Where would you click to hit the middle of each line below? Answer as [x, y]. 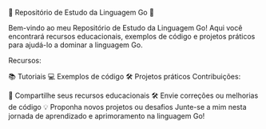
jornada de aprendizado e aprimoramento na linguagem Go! [107, 116]
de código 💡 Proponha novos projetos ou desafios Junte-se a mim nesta [127, 107]
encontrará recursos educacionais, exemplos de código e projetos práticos [132, 36]
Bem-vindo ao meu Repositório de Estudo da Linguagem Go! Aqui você [125, 28]
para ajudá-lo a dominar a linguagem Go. [75, 45]
